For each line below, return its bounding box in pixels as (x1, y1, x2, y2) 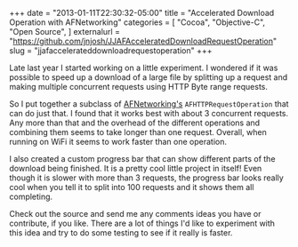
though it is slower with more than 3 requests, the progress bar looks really (9, 172, 285, 183)
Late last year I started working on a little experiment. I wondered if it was (9, 62, 278, 73)
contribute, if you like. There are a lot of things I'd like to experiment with (9, 218, 276, 228)
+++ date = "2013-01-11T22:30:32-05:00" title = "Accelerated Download (9, 8, 275, 18)
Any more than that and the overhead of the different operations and (9, 117, 261, 128)
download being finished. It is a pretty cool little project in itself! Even (9, 163, 262, 173)
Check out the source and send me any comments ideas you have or (9, 209, 262, 219)
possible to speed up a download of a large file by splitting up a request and (9, 72, 288, 83)
